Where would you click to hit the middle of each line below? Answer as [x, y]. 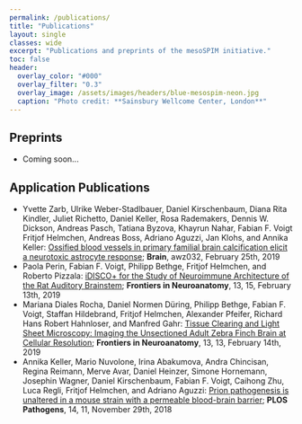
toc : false [30, 59]
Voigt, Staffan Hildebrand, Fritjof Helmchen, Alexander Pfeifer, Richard [152, 314]
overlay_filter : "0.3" [60, 84]
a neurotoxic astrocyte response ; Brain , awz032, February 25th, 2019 [151, 256]
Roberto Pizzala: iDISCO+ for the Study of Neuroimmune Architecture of [155, 276]
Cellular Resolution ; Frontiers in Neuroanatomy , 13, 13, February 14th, [151, 343]
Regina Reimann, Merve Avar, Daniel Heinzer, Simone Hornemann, [145, 371]
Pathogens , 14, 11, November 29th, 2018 [97, 409]
